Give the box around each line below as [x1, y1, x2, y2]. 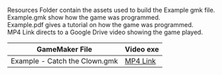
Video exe [125, 44, 160, 54]
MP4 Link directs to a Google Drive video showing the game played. [7, 28, 203, 36]
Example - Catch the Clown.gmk [11, 56, 118, 65]
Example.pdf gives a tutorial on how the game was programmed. [7, 21, 194, 28]
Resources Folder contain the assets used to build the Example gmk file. [7, 6, 216, 14]
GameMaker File [36, 44, 92, 54]
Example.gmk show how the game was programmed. [7, 13, 161, 22]
